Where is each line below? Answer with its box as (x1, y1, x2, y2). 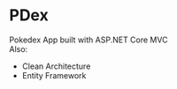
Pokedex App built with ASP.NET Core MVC (9, 34, 168, 45)
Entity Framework (21, 70, 87, 80)
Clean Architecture (21, 61, 91, 71)
